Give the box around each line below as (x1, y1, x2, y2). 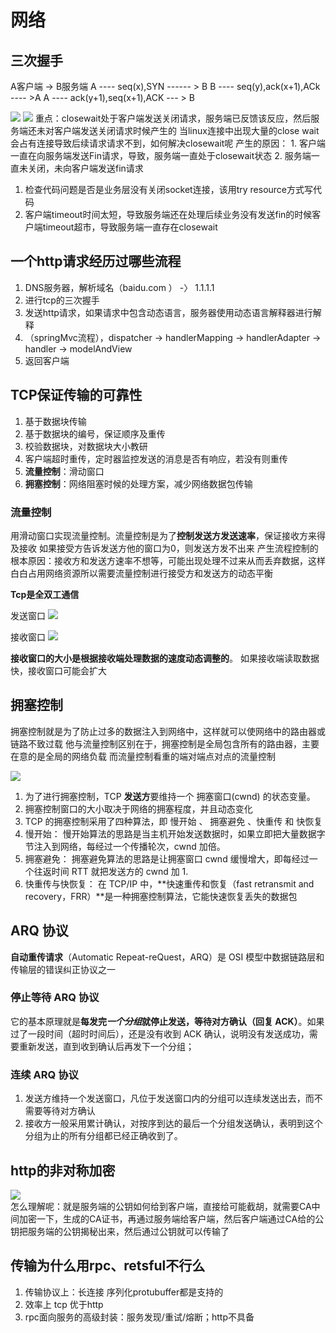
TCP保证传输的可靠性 (10, 387, 143, 404)
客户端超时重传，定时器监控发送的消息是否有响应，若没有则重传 (24, 452, 288, 465)
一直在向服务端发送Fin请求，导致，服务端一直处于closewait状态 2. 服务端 (10, 150, 312, 161)
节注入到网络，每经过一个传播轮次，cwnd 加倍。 (24, 840, 226, 852)
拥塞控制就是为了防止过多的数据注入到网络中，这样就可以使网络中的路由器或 (10, 725, 326, 737)
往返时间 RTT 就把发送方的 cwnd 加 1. (33, 865, 189, 877)
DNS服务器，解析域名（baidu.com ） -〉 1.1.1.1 (24, 281, 215, 293)
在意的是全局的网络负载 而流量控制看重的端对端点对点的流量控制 (10, 750, 276, 762)
